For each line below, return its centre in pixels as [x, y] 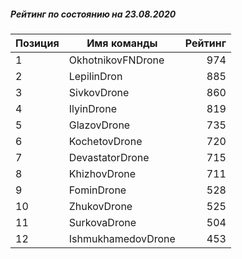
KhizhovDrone [102, 173]
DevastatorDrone [109, 157]
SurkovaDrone [102, 222]
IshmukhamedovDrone [122, 238]
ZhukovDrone [100, 206]
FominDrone [97, 190]
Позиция [37, 43]
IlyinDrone [92, 108]
